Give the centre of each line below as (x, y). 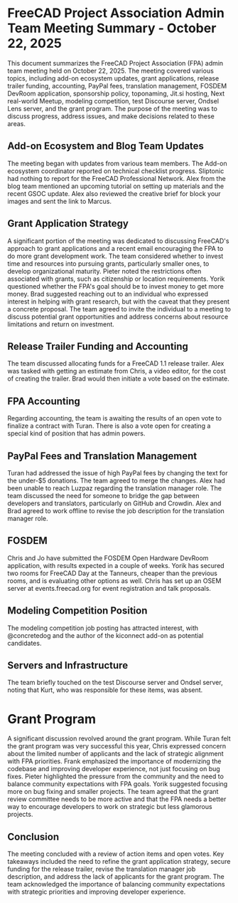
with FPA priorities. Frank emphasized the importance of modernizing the (114, 761)
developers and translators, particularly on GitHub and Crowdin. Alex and (114, 503)
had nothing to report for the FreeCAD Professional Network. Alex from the (117, 178)
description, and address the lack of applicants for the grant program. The (116, 877)
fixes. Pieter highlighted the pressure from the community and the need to (115, 776)
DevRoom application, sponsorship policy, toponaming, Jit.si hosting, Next (116, 93)
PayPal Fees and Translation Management (102, 456)
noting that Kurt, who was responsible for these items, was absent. (105, 690)
